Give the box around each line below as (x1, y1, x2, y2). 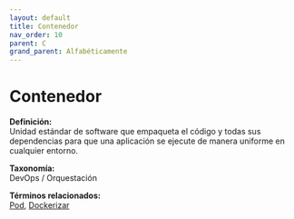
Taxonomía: (9, 163, 55, 174)
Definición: (9, 116, 53, 127)
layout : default (9, 13, 71, 23)
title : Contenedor (9, 22, 79, 31)
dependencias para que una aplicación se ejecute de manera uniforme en (9, 135, 286, 146)
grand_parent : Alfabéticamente (9, 47, 128, 56)
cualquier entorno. (9, 145, 79, 156)
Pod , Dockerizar (9, 200, 70, 211)
